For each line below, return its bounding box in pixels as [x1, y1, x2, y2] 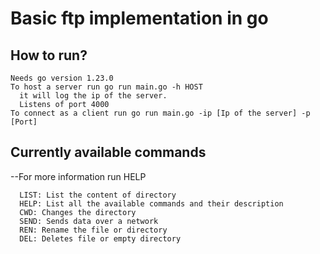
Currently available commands [10, 144, 207, 161]
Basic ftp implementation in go [10, 7, 269, 30]
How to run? [10, 47, 88, 64]
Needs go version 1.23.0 [10, 73, 114, 83]
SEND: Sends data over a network [19, 216, 159, 226]
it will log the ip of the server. [19, 91, 168, 101]
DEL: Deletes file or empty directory [19, 233, 182, 244]
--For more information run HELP [10, 170, 147, 182]
